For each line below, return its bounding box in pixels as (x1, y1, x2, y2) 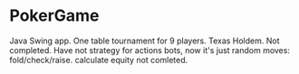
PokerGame (9, 5, 100, 26)
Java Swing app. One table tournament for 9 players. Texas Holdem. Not (9, 35, 280, 46)
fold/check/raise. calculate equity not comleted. (9, 54, 188, 65)
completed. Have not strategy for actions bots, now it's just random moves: (9, 44, 290, 55)
